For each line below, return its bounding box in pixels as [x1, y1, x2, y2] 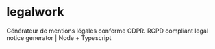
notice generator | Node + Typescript [6, 33, 112, 42]
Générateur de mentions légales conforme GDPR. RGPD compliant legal [6, 27, 209, 35]
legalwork [6, 4, 64, 20]
